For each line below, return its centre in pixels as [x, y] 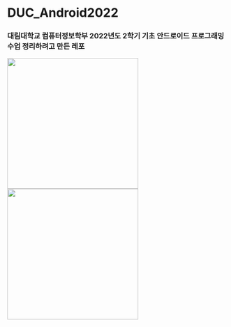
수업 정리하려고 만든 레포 [46, 47]
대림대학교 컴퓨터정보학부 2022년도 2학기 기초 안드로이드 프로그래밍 [116, 36]
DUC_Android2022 [63, 13]
